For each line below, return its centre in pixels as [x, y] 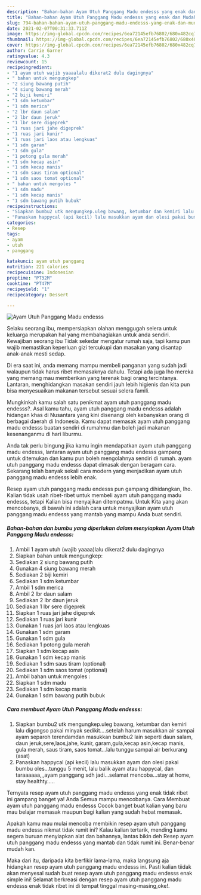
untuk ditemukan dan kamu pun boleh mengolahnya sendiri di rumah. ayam [99, 458]
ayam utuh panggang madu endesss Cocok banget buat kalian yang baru [97, 806]
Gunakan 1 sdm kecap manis [50, 657]
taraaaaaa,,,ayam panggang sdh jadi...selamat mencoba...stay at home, [103, 775]
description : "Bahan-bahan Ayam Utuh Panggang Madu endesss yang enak [96, 12]
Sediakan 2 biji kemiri [41, 575]
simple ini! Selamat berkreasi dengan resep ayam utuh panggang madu [94, 879]
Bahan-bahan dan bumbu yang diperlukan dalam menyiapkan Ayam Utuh [101, 528]
